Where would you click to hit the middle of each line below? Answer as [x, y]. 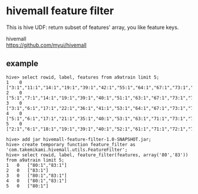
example [22, 64]
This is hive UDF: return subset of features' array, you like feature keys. [93, 27]
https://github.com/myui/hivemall [46, 45]
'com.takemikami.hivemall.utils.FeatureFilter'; [67, 150]
